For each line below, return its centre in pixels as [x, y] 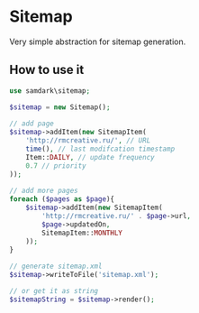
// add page [32, 124]
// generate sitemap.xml [56, 267]
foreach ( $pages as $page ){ [62, 199]
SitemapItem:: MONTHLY [82, 233]
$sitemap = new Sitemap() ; [60, 107]
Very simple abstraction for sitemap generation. [98, 41]
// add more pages [44, 191]
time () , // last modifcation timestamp [100, 149]
